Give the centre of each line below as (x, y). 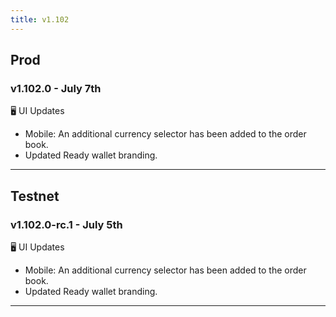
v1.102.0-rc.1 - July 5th (66, 224)
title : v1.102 (40, 19)
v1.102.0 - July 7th (56, 88)
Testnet (35, 196)
